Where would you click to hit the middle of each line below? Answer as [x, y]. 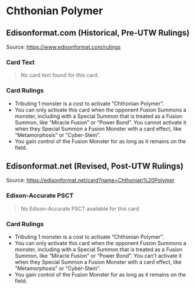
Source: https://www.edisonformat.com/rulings [64, 47]
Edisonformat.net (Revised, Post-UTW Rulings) [95, 166]
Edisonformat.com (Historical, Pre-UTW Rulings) [98, 33]
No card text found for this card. [60, 75]
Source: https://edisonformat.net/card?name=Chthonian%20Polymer [90, 180]
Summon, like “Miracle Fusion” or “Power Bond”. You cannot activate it [100, 122]
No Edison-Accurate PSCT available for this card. [80, 208]
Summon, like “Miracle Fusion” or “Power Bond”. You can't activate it [98, 256]
